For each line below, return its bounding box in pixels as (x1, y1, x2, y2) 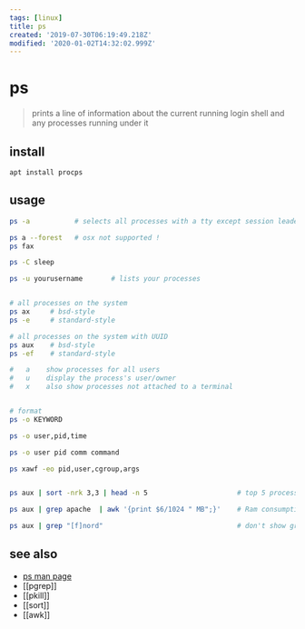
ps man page (22, 570, 73, 582)
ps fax (9, 242, 34, 251)
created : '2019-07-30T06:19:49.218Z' (9, 30, 152, 39)
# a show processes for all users (9, 365, 161, 374)
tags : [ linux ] (9, 13, 64, 23)
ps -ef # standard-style (9, 349, 116, 358)
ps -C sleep (9, 258, 54, 267)
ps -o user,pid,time (9, 431, 88, 441)
